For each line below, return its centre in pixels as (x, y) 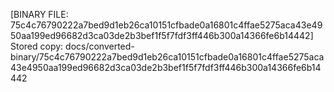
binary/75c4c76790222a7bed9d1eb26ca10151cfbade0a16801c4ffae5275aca (167, 57)
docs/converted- (100, 46)
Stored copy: (37, 46)
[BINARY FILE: (39, 14)
